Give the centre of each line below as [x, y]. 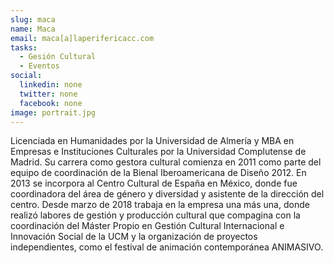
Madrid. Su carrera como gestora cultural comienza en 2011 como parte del [166, 162]
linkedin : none [51, 85]
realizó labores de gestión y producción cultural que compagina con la [155, 215]
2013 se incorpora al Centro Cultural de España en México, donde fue [154, 183]
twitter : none [48, 94]
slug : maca [33, 19]
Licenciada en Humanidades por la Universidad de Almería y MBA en [152, 141]
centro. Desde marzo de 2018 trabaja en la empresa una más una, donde [160, 205]
